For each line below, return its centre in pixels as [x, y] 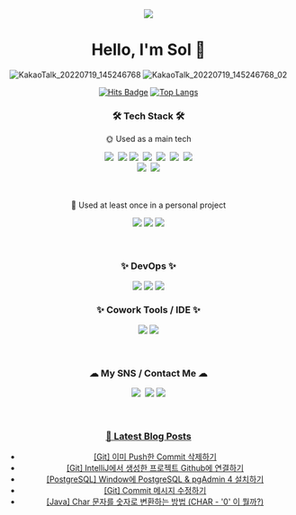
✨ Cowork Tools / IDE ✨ [148, 310]
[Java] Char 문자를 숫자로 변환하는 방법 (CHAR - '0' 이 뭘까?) [155, 502]
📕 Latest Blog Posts [148, 437]
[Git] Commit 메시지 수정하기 [155, 491]
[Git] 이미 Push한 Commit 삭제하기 [155, 457]
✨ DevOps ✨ [148, 266]
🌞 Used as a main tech [148, 139]
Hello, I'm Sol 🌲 [148, 50]
